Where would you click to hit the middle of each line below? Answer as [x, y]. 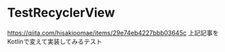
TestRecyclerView [61, 13]
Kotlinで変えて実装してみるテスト [55, 41]
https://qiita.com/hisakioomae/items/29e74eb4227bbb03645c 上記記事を [113, 33]
